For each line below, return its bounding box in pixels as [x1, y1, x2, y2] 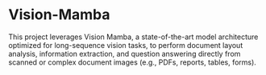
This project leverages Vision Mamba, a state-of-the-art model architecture [8, 32, 259, 41]
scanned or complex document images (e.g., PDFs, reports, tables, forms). [8, 57, 256, 67]
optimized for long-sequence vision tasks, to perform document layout [8, 40, 243, 49]
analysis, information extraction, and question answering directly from [8, 49, 241, 58]
